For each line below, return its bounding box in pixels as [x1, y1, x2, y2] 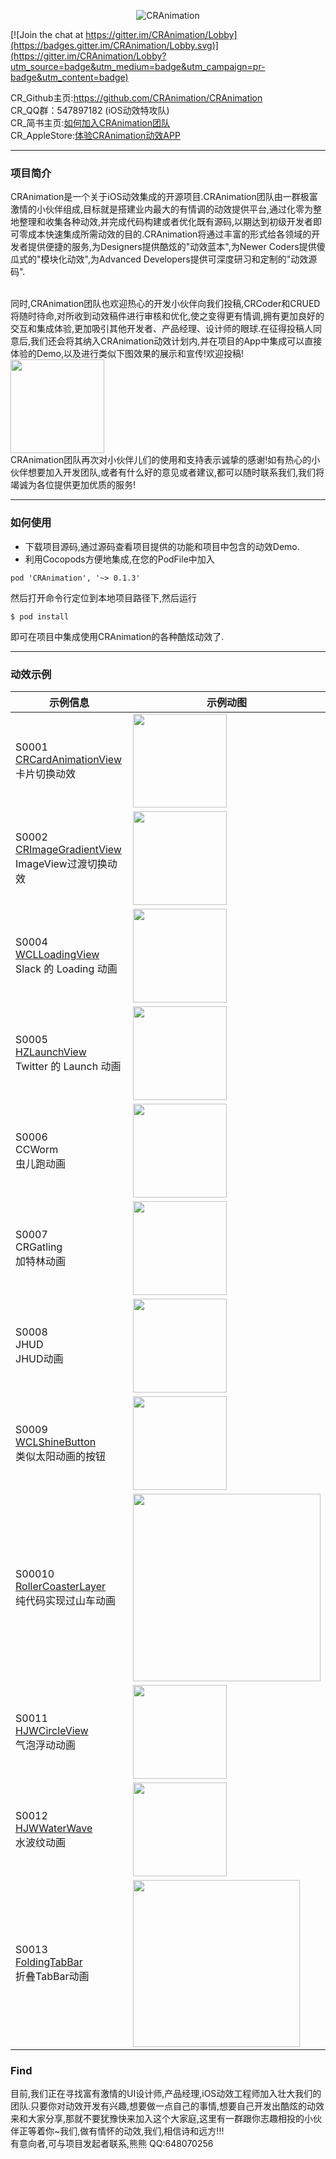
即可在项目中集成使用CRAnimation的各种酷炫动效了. [10, 630, 225, 642]
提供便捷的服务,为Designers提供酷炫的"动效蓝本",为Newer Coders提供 [27, 241, 317, 253]
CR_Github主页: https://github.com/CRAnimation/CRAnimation [10, 92, 263, 104]
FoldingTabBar [15, 1955, 83, 1969]
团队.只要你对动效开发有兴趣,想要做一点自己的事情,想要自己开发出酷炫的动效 [10, 2100, 325, 2112]
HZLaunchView [15, 1045, 87, 1059]
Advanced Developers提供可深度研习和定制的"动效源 [98, 253, 318, 265]
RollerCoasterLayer [15, 1579, 107, 1593]
